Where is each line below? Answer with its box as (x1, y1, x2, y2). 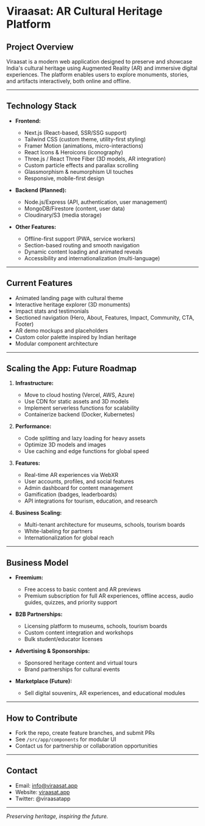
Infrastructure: (15, 380, 54, 387)
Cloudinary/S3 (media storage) (24, 211, 102, 219)
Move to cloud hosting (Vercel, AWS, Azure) (24, 391, 135, 399)
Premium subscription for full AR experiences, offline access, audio (24, 592, 194, 599)
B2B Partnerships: (15, 610, 63, 618)
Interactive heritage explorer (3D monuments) (15, 301, 131, 308)
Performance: (15, 422, 52, 430)
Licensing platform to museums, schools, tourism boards (24, 623, 168, 630)
